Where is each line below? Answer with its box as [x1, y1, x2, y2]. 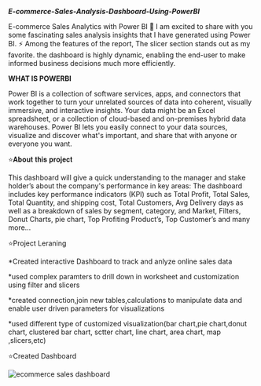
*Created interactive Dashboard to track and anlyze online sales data [8, 257, 233, 266]
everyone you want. [8, 139, 72, 148]
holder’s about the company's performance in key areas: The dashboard [8, 181, 243, 191]
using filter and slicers [8, 280, 80, 289]
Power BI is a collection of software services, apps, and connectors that [8, 89, 241, 98]
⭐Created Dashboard [8, 351, 77, 360]
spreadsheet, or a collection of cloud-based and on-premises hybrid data [8, 114, 246, 123]
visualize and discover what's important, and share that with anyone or [8, 131, 237, 140]
